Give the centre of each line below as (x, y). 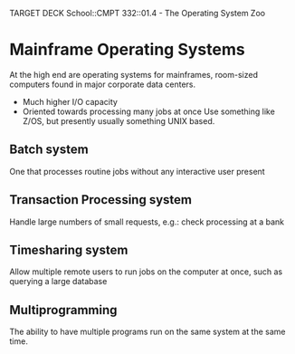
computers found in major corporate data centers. (103, 84)
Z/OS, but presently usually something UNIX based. (119, 120)
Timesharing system (69, 249)
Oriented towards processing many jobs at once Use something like (149, 111)
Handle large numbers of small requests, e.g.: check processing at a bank (147, 222)
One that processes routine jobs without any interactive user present (137, 171)
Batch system (49, 150)
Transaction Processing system (101, 200)
